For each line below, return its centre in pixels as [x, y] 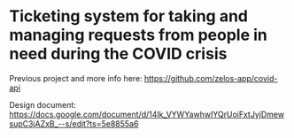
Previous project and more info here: [76, 78]
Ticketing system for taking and [129, 16]
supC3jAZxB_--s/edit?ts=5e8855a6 [74, 123]
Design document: [43, 104]
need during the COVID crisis [118, 54]
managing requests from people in [139, 35]
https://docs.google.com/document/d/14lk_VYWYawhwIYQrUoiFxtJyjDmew [147, 114]
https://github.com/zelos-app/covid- [211, 78]
